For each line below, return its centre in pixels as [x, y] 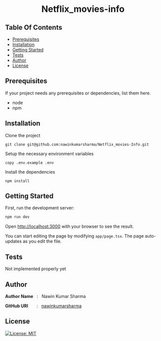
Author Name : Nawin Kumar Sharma [45, 296]
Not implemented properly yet [36, 269]
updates [14, 242]
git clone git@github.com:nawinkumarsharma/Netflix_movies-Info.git [77, 145]
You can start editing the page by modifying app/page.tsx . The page [75, 236]
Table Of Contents [34, 27]
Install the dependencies [30, 172]
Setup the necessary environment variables [49, 153]
